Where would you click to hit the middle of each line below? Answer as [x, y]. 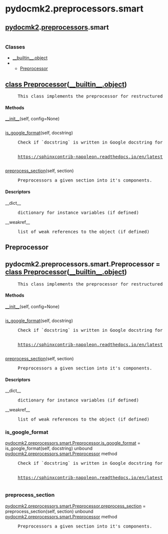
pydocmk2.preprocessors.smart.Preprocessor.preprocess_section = [75, 506]
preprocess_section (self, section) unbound [49, 511]
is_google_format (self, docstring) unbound [49, 448]
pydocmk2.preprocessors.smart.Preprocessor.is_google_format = [73, 443]
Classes [15, 47]
